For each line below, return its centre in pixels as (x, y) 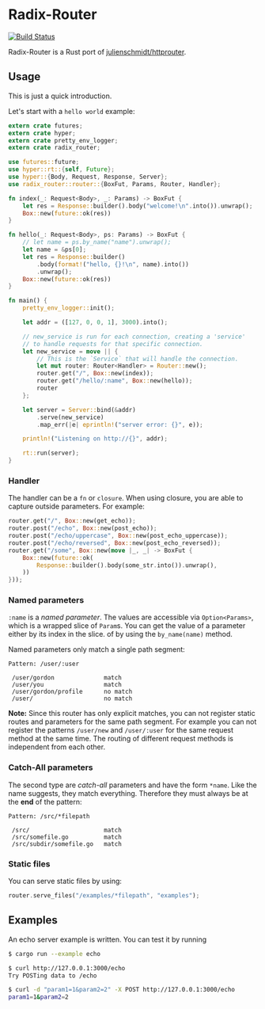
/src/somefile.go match (67, 837)
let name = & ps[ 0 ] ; (55, 249)
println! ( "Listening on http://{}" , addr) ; (95, 439)
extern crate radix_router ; (55, 148)
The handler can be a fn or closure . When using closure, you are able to (126, 498)
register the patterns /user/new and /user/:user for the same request (121, 730)
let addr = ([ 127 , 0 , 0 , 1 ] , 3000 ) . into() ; (95, 322)
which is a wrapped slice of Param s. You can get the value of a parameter (127, 626)
